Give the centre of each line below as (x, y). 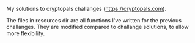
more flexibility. (26, 33)
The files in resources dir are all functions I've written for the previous (94, 20)
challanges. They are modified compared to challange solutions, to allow (97, 27)
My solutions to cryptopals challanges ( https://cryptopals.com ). (86, 9)
